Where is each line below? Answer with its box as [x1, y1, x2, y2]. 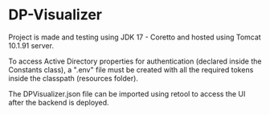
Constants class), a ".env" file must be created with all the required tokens [8, 64, 254, 74]
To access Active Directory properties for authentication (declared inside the [8, 56, 262, 66]
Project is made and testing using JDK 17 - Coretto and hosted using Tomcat [8, 32, 261, 42]
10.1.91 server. [8, 40, 55, 50]
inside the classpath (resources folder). [8, 73, 139, 83]
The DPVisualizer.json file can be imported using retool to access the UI [8, 88, 246, 98]
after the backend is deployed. [8, 97, 110, 107]
